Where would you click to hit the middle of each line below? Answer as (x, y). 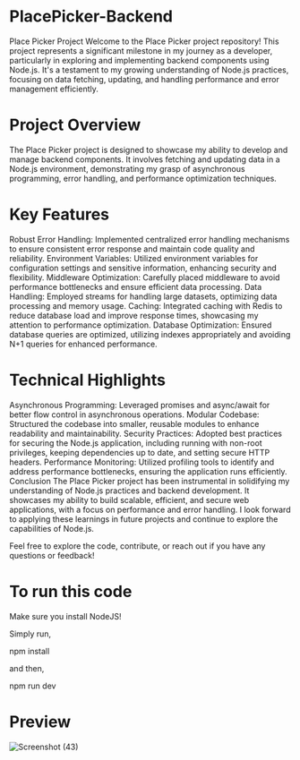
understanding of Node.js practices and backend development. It (129, 491)
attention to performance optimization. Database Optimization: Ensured (141, 325)
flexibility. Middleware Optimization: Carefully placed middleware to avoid (145, 277)
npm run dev (33, 686)
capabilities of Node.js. (51, 528)
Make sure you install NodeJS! (65, 616)
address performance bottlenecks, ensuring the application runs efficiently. (149, 471)
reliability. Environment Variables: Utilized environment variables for (134, 258)
